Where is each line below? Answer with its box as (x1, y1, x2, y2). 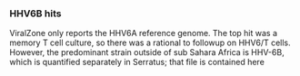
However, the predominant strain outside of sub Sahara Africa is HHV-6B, (9, 47, 285, 58)
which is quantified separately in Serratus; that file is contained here (9, 57, 265, 68)
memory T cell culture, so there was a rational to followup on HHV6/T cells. (9, 37, 291, 48)
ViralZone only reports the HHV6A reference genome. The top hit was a (9, 28, 278, 39)
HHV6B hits (9, 7, 62, 20)
